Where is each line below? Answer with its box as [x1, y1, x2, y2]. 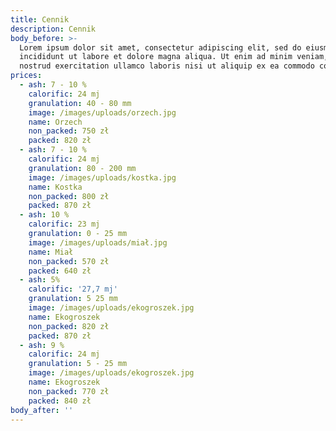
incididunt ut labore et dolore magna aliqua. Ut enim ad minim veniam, [19, 52, 329, 62]
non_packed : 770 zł [28, 386, 110, 396]
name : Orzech [28, 117, 83, 127]
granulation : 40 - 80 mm [28, 98, 132, 108]
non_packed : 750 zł [28, 126, 110, 136]
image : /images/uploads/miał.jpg [28, 237, 168, 248]
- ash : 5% [19, 275, 60, 285]
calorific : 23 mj [28, 219, 101, 230]
